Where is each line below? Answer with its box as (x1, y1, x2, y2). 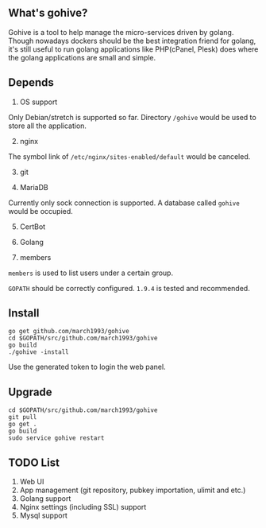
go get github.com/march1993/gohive (8, 328, 129, 336)
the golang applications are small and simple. (8, 52, 156, 62)
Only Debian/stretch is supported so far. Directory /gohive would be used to (8, 112, 256, 122)
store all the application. (8, 121, 87, 130)
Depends (8, 76, 54, 90)
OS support (19, 97, 58, 107)
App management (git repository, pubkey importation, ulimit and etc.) (19, 485, 246, 495)
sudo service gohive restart (8, 434, 105, 442)
